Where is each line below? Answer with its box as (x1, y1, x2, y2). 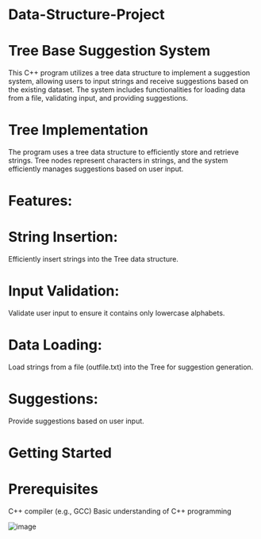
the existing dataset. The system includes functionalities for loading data (8, 85, 246, 94)
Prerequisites (8, 480, 99, 499)
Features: (8, 192, 73, 210)
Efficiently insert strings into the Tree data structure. (8, 254, 178, 264)
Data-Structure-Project (8, 6, 165, 24)
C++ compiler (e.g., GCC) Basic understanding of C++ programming (8, 507, 232, 516)
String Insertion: (8, 228, 118, 247)
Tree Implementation (8, 121, 148, 140)
